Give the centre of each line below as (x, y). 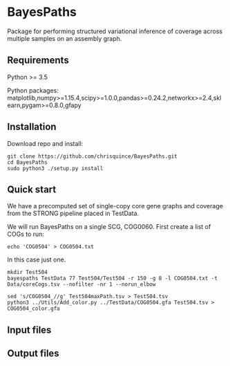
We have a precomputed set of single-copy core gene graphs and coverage (115, 206)
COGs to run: (26, 234)
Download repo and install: (45, 143)
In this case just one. (37, 259)
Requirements (38, 61)
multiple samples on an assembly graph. (65, 38)
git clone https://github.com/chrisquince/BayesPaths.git (92, 156)
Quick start (32, 189)
